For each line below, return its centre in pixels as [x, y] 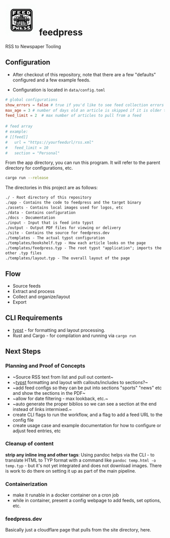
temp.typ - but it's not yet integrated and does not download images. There [83, 465]
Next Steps [23, 351]
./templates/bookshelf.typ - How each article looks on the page [75, 243]
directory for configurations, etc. [39, 168]
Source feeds [27, 286]
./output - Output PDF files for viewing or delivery [63, 228]
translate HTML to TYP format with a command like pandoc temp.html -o [81, 460]
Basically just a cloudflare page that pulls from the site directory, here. [78, 530]
